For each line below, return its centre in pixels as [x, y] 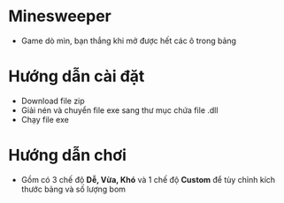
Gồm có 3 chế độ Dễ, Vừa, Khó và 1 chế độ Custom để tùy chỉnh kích [148, 179]
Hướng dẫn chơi [68, 155]
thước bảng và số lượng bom [73, 189]
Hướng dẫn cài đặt [77, 76]
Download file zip [53, 101]
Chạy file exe [45, 119]
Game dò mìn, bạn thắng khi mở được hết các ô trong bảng [128, 41]
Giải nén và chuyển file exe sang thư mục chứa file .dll [119, 110]
